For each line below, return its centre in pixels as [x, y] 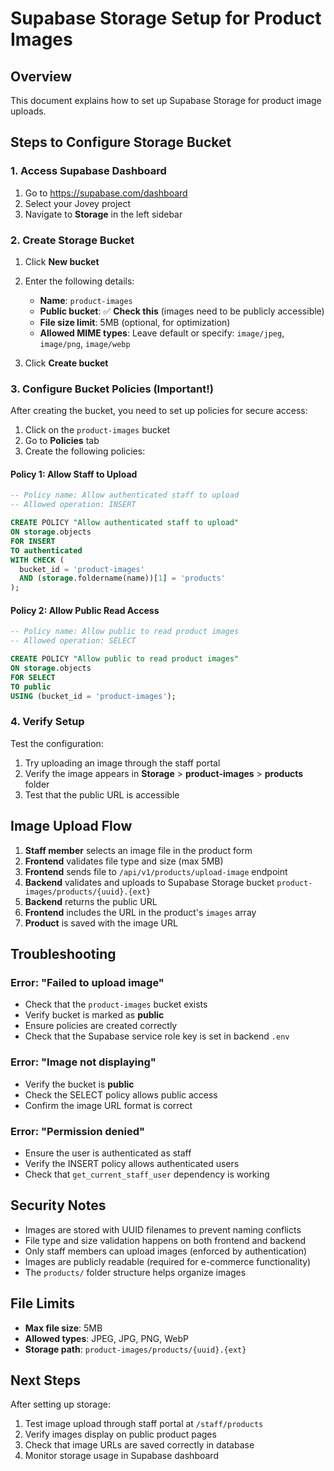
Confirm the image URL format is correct [108, 1105]
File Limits [42, 1303]
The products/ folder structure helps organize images [135, 1272]
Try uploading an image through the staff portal [122, 763]
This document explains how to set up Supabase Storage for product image [166, 100]
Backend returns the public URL [91, 901]
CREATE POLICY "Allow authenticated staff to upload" [125, 523]
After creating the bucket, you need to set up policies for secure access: [159, 411]
